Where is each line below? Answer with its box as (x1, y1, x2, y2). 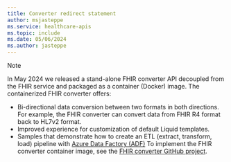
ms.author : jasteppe (7, 42, 67, 49)
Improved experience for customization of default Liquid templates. (17, 125, 210, 133)
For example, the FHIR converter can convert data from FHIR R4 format (17, 110, 221, 118)
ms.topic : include (7, 29, 60, 37)
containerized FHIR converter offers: (7, 89, 112, 98)
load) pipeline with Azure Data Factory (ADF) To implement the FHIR (17, 140, 212, 147)
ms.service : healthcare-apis (7, 23, 92, 30)
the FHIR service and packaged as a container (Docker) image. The (7, 82, 200, 90)
